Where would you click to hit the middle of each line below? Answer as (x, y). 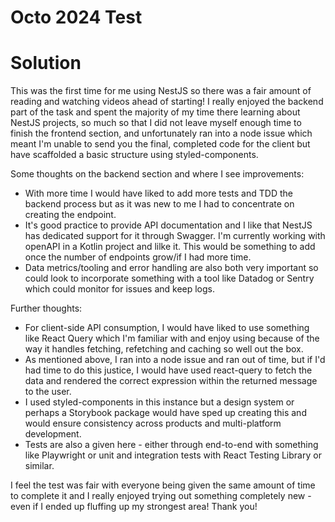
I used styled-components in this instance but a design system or (159, 402)
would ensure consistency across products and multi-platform (153, 423)
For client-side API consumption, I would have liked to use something (167, 328)
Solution (46, 63)
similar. (39, 466)
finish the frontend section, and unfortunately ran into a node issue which (161, 133)
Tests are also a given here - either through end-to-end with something (171, 445)
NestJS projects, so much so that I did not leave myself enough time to (156, 123)
